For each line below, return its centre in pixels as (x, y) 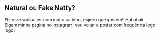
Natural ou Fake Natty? (40, 8)
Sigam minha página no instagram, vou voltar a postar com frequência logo (80, 25)
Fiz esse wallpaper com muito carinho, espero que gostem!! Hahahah (74, 19)
